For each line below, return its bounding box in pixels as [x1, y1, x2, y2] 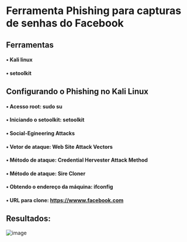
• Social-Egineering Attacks [6, 129, 75, 137]
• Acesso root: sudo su [6, 103, 63, 110]
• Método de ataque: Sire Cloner [6, 170, 86, 177]
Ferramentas [6, 40, 54, 50]
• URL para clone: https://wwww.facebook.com [6, 196, 124, 203]
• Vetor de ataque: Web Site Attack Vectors [6, 143, 113, 150]
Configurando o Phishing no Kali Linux [6, 87, 149, 97]
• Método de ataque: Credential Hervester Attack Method [6, 156, 148, 163]
